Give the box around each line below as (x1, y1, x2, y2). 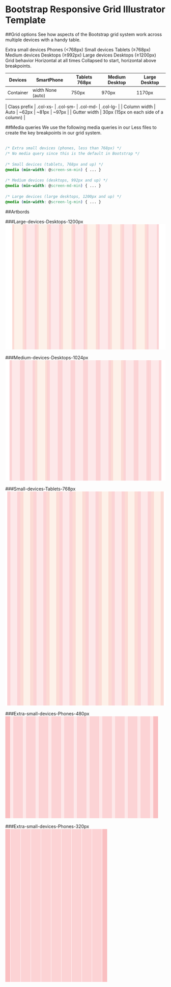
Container (7, 90, 28, 96)
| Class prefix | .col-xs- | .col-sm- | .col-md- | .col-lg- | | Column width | (5, 103, 156, 110)
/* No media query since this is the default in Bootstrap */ (5, 151, 140, 156)
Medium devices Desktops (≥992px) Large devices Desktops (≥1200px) (5, 52, 156, 58)
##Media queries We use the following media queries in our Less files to (5, 124, 157, 130)
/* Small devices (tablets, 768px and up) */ (5, 162, 103, 167)
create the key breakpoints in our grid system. (5, 130, 102, 136)
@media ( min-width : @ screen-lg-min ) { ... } (5, 199, 101, 204)
